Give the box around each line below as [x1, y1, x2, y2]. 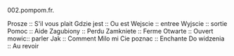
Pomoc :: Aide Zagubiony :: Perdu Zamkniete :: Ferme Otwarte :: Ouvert [7, 27, 214, 35]
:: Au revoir [7, 42, 39, 50]
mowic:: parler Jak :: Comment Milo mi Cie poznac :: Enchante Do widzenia [7, 34, 225, 43]
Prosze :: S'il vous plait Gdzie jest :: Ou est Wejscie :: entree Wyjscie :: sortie [7, 20, 228, 27]
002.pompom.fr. [7, 6, 55, 14]
